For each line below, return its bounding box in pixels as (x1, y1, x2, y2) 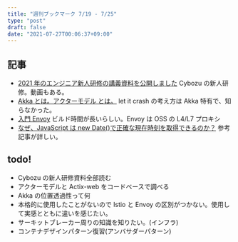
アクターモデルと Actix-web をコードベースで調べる (17, 182, 170, 191)
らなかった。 (17, 106, 56, 114)
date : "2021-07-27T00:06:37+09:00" (7, 30, 113, 38)
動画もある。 (30, 88, 68, 96)
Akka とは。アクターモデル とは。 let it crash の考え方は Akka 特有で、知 (17, 97, 232, 106)
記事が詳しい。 (17, 133, 62, 141)
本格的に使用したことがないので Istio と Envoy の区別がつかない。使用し (17, 200, 230, 208)
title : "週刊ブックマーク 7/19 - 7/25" (7, 10, 118, 18)
